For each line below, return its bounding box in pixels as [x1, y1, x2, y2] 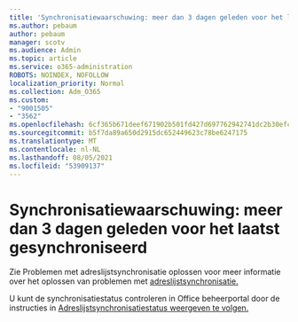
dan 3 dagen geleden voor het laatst [9, 218, 280, 239]
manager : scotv [9, 37, 66, 47]
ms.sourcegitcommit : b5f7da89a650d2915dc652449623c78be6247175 [9, 129, 248, 137]
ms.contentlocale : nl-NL [9, 145, 101, 153]
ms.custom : [9, 95, 50, 105]
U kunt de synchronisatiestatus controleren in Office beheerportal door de [9, 294, 280, 304]
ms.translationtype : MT [9, 137, 98, 145]
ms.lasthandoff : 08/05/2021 [9, 153, 114, 162]
